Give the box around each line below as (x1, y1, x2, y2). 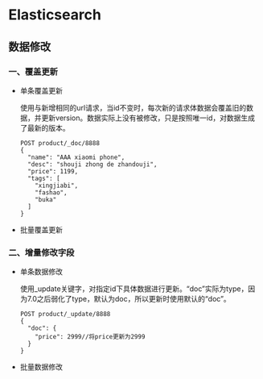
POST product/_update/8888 (19, 310, 111, 319)
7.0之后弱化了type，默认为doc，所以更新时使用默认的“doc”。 (27, 294, 231, 304)
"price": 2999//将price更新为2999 (35, 333, 146, 341)
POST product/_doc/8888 (19, 139, 101, 147)
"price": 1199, (27, 167, 79, 175)
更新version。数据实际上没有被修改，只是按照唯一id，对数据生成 (41, 113, 256, 123)
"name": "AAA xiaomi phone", (27, 153, 125, 161)
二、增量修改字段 (8, 247, 75, 258)
